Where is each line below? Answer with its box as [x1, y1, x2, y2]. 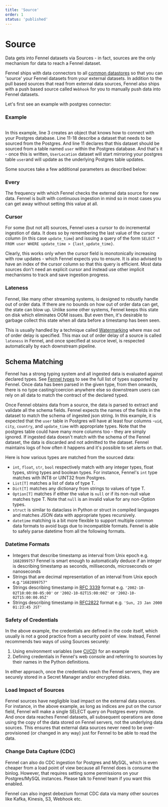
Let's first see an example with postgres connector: [5, 101, 112, 107]
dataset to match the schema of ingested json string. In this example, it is [5, 413, 156, 419]
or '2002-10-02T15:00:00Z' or [54, 589, 115, 596]
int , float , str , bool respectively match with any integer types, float [12, 464, 154, 470]
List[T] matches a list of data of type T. [12, 480, 95, 486]
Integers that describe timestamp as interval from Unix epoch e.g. [12, 552, 149, 558]
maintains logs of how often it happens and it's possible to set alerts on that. [5, 444, 163, 451]
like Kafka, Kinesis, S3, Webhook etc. [5, 795, 82, 802]
